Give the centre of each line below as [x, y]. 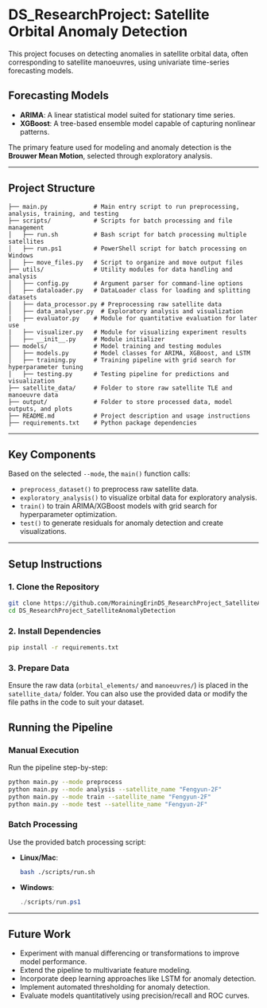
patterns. [35, 131]
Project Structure [52, 188]
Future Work [40, 934]
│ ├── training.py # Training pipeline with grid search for [122, 360]
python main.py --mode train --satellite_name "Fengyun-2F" [110, 797]
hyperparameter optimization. [68, 515]
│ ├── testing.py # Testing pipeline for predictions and [118, 374]
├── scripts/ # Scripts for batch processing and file [120, 221]
